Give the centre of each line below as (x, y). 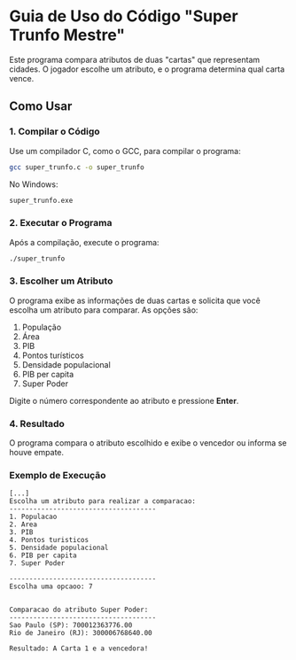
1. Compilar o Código (55, 132)
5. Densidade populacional (59, 548)
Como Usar (41, 107)
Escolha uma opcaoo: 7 (51, 586)
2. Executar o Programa (61, 223)
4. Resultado (37, 423)
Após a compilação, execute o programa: (84, 242)
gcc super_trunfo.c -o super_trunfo (77, 167)
